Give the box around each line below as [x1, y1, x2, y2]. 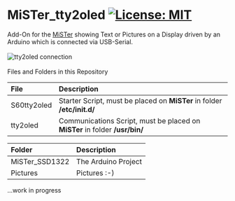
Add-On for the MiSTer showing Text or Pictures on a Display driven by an [7, 30, 221, 39]
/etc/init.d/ [58, 104, 95, 114]
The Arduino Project [76, 156, 142, 166]
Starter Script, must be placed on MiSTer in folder [58, 95, 222, 105]
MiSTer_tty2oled [7, 7, 106, 23]
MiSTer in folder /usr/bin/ [58, 125, 144, 134]
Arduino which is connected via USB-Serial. [7, 37, 134, 46]
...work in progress [7, 186, 62, 194]
